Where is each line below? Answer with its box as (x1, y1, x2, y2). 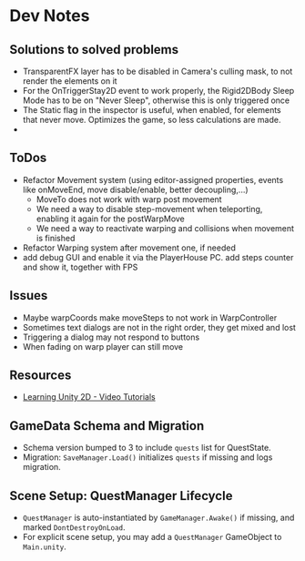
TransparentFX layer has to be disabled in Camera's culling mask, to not (22, 66, 293, 76)
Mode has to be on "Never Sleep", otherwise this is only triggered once (22, 95, 290, 106)
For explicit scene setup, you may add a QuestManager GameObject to (22, 532, 282, 543)
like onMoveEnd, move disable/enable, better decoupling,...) (22, 184, 249, 195)
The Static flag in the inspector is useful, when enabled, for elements (22, 105, 282, 115)
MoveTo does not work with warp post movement (36, 193, 222, 205)
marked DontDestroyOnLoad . (22, 522, 126, 533)
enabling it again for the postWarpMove (36, 213, 185, 224)
